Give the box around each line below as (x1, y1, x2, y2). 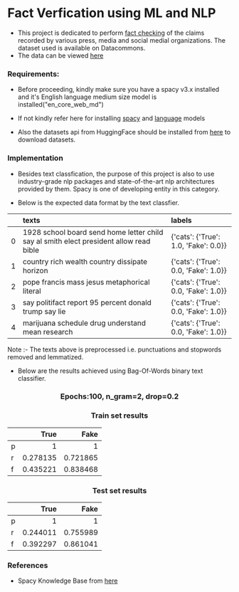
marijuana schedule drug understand (22, 318, 147, 328)
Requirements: (7, 69, 60, 79)
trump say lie (22, 306, 66, 316)
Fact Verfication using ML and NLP (7, 5, 216, 21)
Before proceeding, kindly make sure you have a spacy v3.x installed (17, 85, 220, 94)
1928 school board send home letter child (22, 227, 164, 237)
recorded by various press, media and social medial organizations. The (17, 36, 226, 44)
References (7, 560, 48, 570)
